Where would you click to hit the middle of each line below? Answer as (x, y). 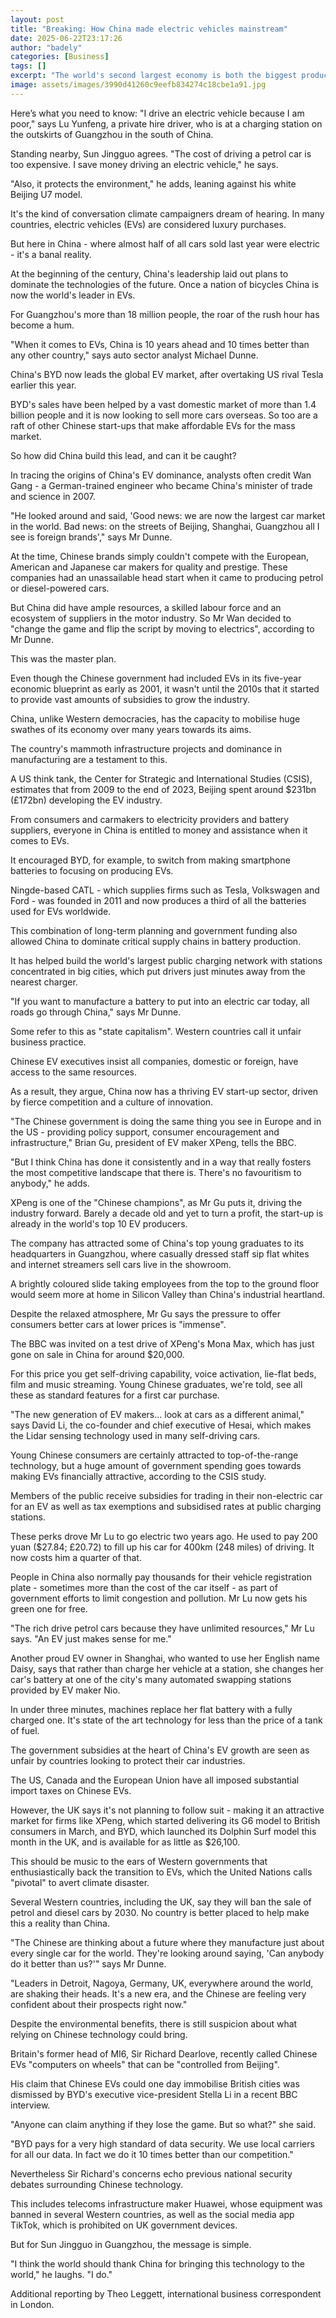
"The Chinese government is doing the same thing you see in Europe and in (166, 1121)
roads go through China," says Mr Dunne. (96, 1012)
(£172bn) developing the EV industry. (86, 800)
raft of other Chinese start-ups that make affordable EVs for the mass (153, 425)
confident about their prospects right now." (99, 2004)
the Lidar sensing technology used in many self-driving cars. (135, 1435)
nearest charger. (44, 982)
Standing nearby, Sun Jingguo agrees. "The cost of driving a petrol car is (161, 153)
